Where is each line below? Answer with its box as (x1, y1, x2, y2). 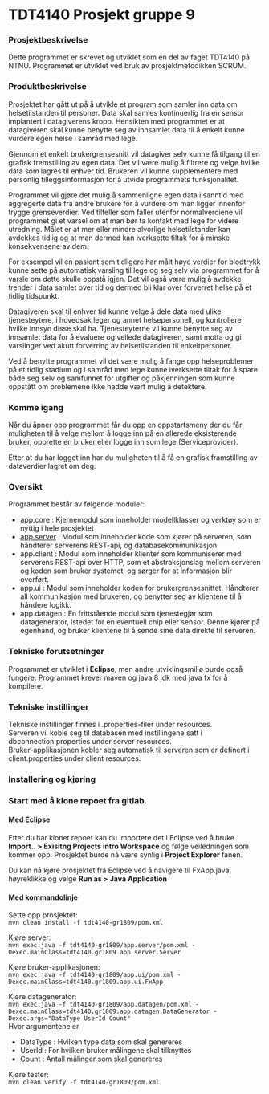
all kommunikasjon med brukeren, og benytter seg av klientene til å (19, 592, 243, 601)
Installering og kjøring (8, 773, 96, 784)
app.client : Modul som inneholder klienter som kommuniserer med (19, 549, 242, 559)
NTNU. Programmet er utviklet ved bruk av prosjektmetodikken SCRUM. (8, 61, 247, 71)
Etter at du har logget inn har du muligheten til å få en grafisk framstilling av (8, 453, 259, 462)
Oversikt (8, 482, 43, 492)
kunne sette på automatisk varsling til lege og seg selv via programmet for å (8, 265, 259, 275)
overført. (19, 575, 50, 584)
